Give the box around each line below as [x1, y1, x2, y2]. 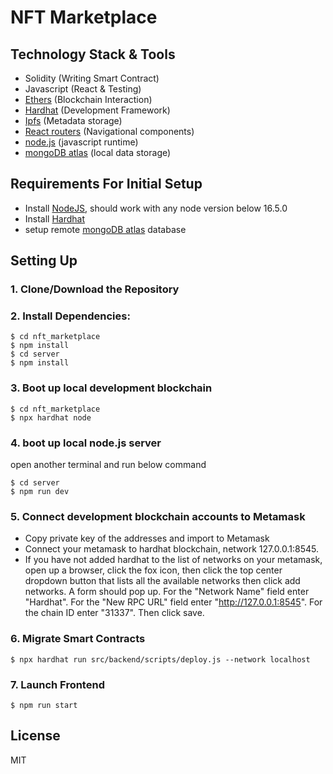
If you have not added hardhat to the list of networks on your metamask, [24, 554, 323, 566]
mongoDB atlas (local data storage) [24, 147, 172, 158]
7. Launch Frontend [10, 677, 105, 691]
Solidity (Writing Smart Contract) [24, 72, 160, 84]
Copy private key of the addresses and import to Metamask [24, 532, 270, 545]
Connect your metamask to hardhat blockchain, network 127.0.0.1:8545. [24, 543, 320, 555]
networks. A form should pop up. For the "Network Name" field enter [24, 586, 310, 598]
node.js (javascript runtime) [24, 136, 139, 148]
